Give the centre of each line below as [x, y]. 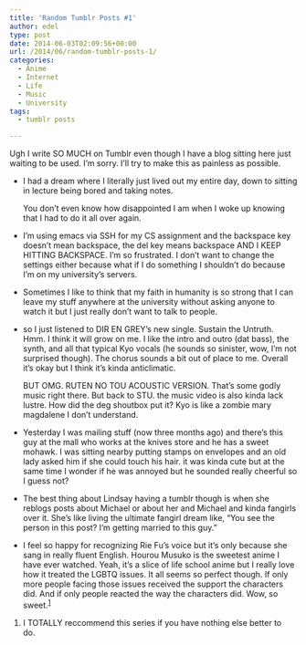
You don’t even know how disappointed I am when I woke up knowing [154, 208]
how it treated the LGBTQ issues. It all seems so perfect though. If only [155, 575]
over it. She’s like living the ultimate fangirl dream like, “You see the [149, 518]
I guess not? [46, 481]
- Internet [38, 78]
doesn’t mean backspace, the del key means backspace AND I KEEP [152, 245]
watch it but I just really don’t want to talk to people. [120, 312]
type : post [30, 35]
